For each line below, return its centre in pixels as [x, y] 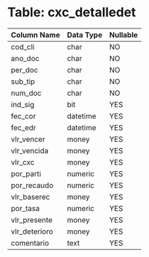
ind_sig [23, 104]
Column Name [35, 35]
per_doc [24, 70]
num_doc [26, 93]
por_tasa [26, 208]
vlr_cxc [23, 162]
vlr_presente [32, 219]
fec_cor [23, 116]
